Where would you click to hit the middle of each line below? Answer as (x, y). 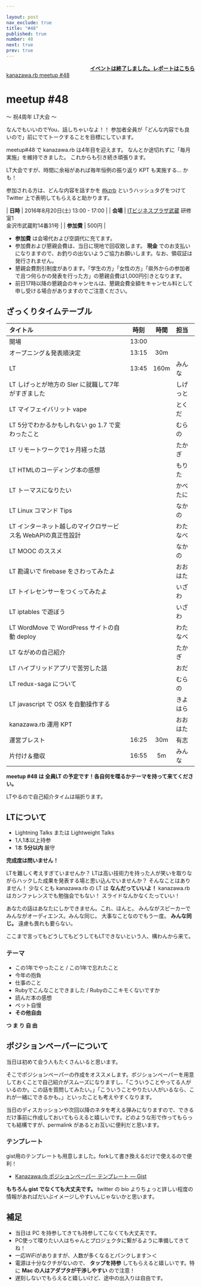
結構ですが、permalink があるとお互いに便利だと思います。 (89, 1125)
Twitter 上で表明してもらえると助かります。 (60, 197)
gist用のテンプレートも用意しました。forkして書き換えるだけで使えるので (97, 1156)
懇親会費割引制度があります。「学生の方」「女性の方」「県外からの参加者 (102, 268)
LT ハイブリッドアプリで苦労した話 (58, 668)
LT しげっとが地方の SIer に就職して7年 (64, 384)
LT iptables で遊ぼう (37, 612)
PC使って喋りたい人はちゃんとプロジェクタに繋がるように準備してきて (102, 1240)
